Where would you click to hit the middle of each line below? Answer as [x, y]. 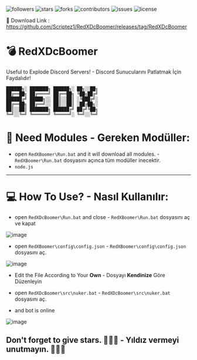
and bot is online [35, 310]
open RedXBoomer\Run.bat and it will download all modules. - [87, 154]
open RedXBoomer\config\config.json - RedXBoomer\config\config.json [100, 246]
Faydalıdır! [18, 78]
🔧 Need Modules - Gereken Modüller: [98, 138]
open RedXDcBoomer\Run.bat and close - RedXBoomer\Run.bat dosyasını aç [102, 217]
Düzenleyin [28, 281]
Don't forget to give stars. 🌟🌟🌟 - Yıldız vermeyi [93, 340]
